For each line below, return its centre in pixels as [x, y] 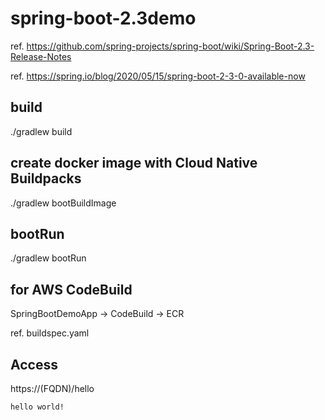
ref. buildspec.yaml [50, 333]
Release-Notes [41, 56]
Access [34, 364]
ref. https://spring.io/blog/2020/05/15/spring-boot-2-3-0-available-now [158, 76]
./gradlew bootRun [48, 258]
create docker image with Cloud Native [134, 163]
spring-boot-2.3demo [103, 18]
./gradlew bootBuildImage [63, 203]
